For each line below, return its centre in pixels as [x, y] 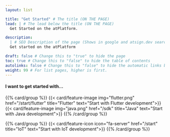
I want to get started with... [34, 86]
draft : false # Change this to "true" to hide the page [65, 56]
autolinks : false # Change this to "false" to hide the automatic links [83, 65]
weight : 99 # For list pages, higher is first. [56, 70]
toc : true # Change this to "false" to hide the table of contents [78, 61]
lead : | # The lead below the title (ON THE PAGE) [60, 24]
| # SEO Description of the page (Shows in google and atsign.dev [81, 42]
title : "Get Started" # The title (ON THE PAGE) [57, 19]
